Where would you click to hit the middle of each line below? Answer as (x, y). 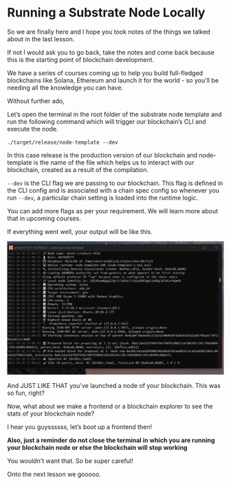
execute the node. (33, 129)
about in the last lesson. (41, 39)
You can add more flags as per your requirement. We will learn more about (113, 211)
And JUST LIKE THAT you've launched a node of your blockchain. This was (114, 385)
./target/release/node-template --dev (63, 142)
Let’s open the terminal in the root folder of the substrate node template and (114, 114)
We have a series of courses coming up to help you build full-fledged (105, 73)
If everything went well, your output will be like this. (80, 231)
